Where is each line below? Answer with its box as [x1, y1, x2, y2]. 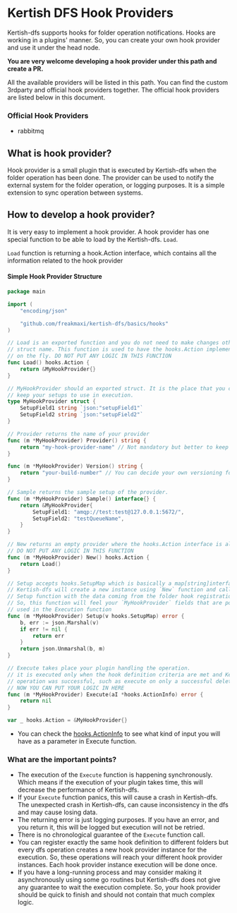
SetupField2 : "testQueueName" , [32, 515, 125, 522]
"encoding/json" [20, 307, 68, 315]
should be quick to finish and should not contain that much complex [17, 890, 215, 899]
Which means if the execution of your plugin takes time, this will [17, 778, 203, 787]
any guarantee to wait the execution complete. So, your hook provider [17, 883, 221, 892]
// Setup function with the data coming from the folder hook [7, 593, 194, 600]
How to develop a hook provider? [7, 209, 155, 221]
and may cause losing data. [17, 808, 98, 816]
